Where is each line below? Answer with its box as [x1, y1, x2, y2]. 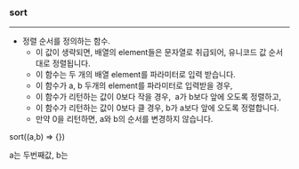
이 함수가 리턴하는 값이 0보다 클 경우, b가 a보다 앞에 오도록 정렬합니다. [35, 102, 279, 113]
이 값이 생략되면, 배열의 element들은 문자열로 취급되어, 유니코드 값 [35, 47, 267, 58]
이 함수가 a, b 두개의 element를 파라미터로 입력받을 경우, [35, 80, 233, 91]
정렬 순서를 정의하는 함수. [21, 36, 111, 46]
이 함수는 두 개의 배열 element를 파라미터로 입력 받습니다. [35, 69, 236, 80]
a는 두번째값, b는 [9, 149, 69, 161]
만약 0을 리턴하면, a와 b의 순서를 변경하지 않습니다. [35, 114, 214, 125]
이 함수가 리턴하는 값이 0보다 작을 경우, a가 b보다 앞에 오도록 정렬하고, [35, 92, 282, 102]
